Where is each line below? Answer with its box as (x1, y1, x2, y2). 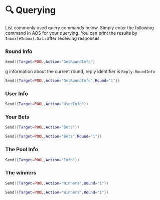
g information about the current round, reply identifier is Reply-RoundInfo (5, 69, 155, 75)
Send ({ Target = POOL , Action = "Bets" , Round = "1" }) (5, 134, 102, 139)
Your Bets (5, 113, 30, 120)
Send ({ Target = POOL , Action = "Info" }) (5, 157, 80, 162)
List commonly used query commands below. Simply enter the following (5, 24, 154, 31)
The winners (5, 169, 37, 176)
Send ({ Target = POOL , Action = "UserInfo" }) (5, 102, 89, 107)
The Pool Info (5, 146, 39, 153)
